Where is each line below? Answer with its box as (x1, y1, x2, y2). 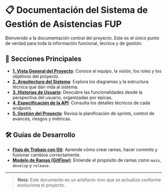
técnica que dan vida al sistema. (12, 84, 79, 90)
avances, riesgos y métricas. (12, 116, 72, 122)
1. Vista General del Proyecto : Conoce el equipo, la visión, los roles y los (12, 68, 162, 74)
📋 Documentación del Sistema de (5, 4, 148, 16)
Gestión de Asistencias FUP (5, 18, 122, 30)
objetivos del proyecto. (12, 73, 60, 79)
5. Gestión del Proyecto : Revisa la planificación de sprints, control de (12, 110, 155, 116)
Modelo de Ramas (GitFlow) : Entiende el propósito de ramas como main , (12, 157, 162, 163)
